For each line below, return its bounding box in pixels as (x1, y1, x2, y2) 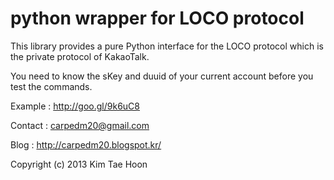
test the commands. (10, 80, 93, 92)
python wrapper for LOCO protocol (10, 7, 305, 30)
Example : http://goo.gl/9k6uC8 (10, 100, 140, 112)
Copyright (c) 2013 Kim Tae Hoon (10, 158, 148, 170)
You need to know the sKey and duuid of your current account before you (10, 70, 314, 82)
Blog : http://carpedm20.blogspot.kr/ (10, 138, 162, 151)
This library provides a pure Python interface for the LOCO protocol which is (10, 40, 324, 52)
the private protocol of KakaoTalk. (10, 50, 150, 62)
